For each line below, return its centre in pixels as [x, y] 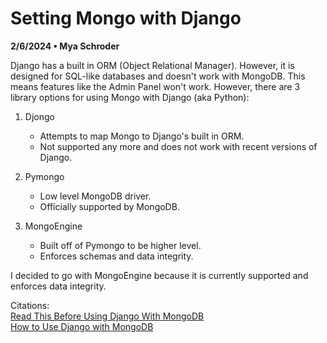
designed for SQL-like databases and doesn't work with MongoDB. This [158, 76]
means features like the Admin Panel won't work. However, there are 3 [155, 86]
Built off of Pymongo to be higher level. [120, 245]
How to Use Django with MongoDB [82, 326]
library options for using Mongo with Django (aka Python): [130, 97]
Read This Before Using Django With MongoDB [107, 316]
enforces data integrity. [58, 286]
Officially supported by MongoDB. [109, 206]
